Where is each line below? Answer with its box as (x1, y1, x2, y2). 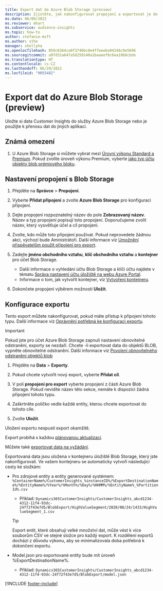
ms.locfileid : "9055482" (5, 71, 55, 76)
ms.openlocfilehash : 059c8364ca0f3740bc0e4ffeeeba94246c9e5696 (5, 48, 136, 53)
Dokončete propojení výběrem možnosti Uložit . (12, 286, 107, 292)
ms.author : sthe (5, 39, 38, 44)
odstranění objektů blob (5, 353, 53, 359)
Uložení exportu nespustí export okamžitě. (5, 425, 90, 431)
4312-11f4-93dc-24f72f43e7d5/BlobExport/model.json (19, 572, 127, 577)
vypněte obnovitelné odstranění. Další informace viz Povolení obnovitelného (5, 347, 157, 354)
